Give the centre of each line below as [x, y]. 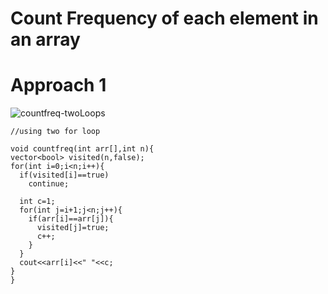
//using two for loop [55, 132]
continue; [49, 184]
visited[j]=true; [73, 228]
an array [45, 39]
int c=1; [37, 202]
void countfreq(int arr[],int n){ [82, 149]
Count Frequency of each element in [164, 18]
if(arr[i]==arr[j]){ [71, 219]
